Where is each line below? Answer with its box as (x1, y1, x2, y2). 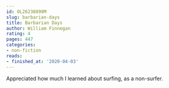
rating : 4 (6, 31, 31, 37)
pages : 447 (6, 36, 33, 42)
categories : (6, 42, 36, 48)
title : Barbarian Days (6, 20, 63, 26)
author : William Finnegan (6, 25, 70, 32)
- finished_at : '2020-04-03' (6, 58, 79, 64)
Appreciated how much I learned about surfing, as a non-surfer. (6, 75, 163, 82)
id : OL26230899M (6, 8, 47, 15)
